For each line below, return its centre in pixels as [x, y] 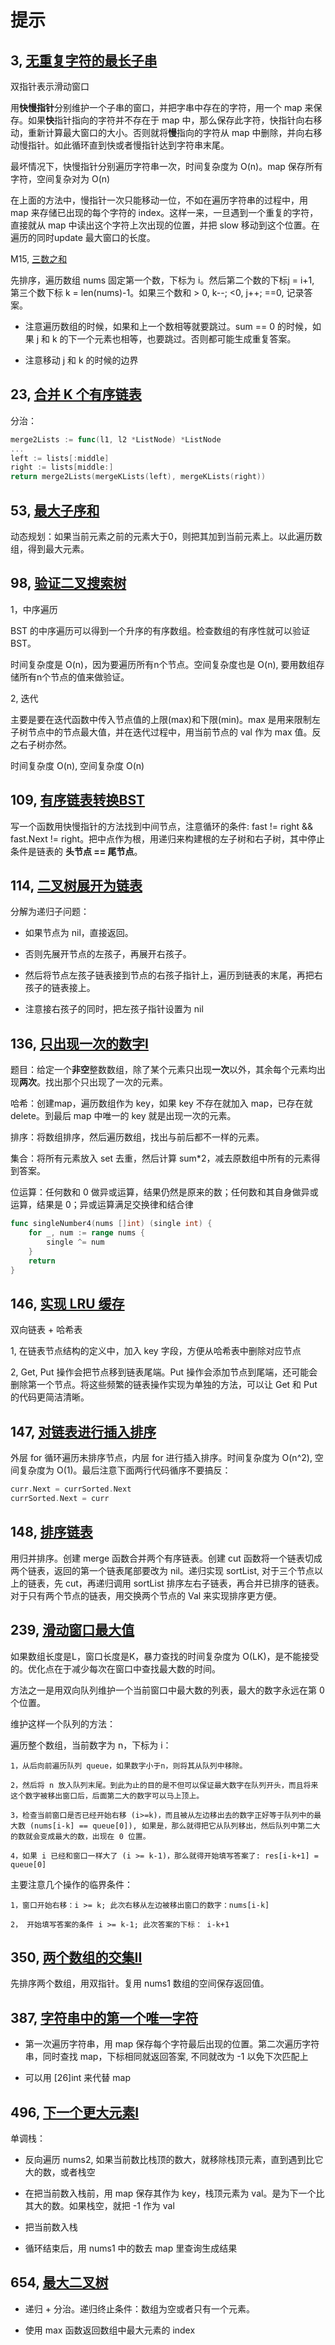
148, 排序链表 [51, 1532]
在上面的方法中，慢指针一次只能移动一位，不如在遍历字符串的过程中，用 [159, 200]
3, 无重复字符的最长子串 [84, 60]
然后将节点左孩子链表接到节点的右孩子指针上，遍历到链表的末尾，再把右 [173, 975]
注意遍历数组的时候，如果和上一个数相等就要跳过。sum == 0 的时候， [168, 326]
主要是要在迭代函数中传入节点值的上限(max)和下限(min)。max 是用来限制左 [165, 719]
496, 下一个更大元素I [75, 2112]
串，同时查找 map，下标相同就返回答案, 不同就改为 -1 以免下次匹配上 [166, 2057]
